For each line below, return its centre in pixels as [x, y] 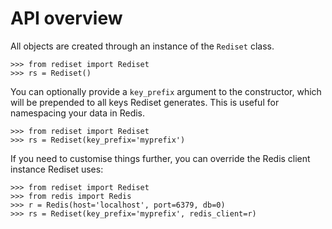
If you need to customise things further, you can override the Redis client [160, 158]
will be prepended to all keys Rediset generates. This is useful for [145, 102]
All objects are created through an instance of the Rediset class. [142, 46]
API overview [66, 18]
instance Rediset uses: [57, 169]
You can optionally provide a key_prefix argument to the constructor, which [166, 91]
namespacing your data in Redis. [78, 113]
